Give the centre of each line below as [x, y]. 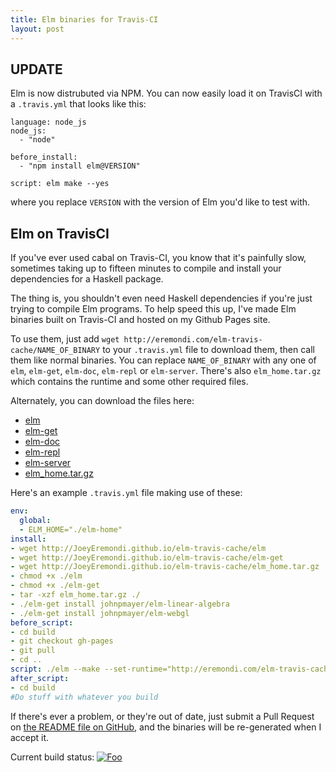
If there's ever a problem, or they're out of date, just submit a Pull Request [162, 716]
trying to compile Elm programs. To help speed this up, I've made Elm [153, 309]
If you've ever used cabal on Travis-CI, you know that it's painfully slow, [158, 258]
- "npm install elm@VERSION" [80, 166]
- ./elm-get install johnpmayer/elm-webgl [100, 613]
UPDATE [36, 69]
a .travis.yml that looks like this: [78, 104]
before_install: [44, 157]
